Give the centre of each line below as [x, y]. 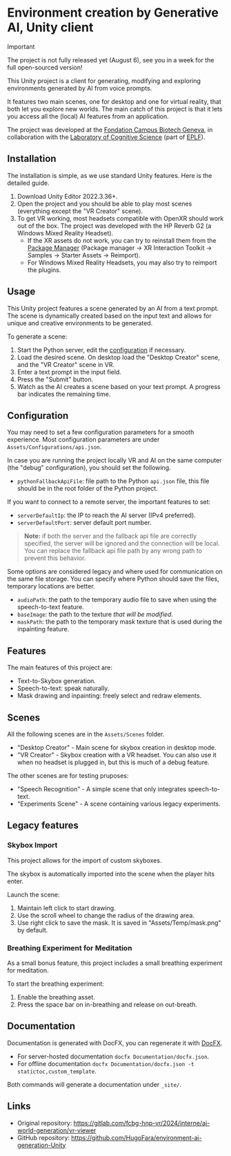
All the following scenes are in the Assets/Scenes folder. [86, 734]
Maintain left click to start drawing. [66, 907]
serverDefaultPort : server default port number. [84, 523]
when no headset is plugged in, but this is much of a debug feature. [113, 762]
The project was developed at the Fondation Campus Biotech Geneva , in [110, 129]
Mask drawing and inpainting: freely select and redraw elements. [109, 696]
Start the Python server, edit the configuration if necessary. [101, 350]
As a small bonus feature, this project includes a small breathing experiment [115, 963]
